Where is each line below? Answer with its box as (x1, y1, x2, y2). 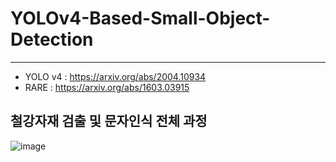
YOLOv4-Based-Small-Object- (10, 7, 271, 30)
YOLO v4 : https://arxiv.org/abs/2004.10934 (24, 70, 207, 82)
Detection (10, 28, 94, 51)
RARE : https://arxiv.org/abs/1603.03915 (24, 81, 190, 93)
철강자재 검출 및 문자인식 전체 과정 (10, 113, 208, 130)
